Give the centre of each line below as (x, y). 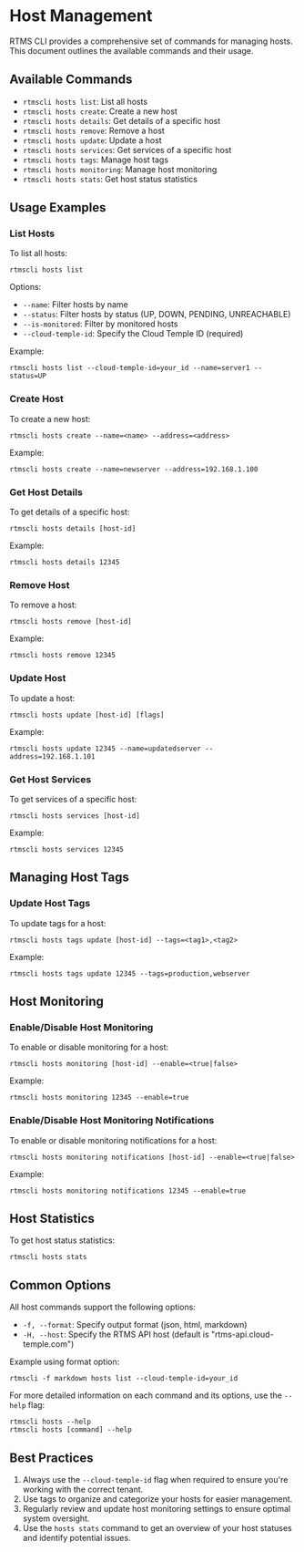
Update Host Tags (50, 904)
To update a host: (42, 698)
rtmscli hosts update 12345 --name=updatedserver (106, 749)
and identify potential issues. (76, 1538)
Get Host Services (51, 779)
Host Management (81, 16)
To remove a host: (43, 605)
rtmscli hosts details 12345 (65, 563)
